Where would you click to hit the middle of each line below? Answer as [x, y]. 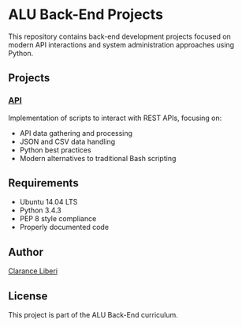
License [28, 296]
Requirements [43, 183]
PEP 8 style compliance [58, 219]
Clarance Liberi [33, 271]
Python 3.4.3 [40, 210]
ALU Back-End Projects [86, 15]
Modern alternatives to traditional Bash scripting [98, 158]
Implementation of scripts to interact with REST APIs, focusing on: [115, 118]
